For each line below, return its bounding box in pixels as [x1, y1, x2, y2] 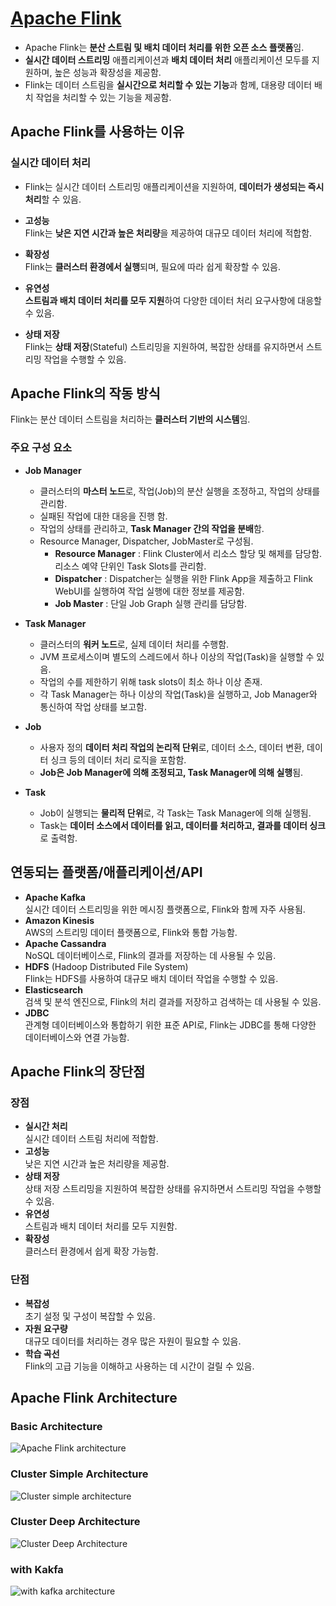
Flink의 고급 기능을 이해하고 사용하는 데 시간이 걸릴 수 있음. [24, 1360, 255, 1372]
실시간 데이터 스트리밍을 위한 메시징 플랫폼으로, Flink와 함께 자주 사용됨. [24, 903, 306, 915]
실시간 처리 [24, 1120, 68, 1132]
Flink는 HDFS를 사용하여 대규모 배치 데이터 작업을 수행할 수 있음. [24, 972, 279, 984]
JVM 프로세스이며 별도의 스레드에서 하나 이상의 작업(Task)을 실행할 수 [39, 650, 315, 662]
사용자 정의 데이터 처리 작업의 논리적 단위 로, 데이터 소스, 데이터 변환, [39, 741, 305, 753]
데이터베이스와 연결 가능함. [24, 1031, 130, 1043]
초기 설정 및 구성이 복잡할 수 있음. [24, 1310, 156, 1322]
